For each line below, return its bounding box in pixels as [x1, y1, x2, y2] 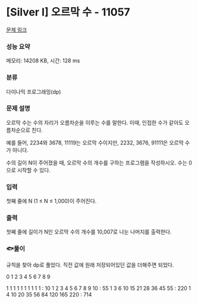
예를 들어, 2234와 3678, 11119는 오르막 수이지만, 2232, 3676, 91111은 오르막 [6, 139, 184, 146]
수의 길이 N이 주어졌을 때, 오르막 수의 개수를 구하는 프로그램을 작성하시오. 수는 [6, 159, 187, 166]
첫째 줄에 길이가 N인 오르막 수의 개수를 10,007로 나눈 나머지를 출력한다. [6, 228, 172, 235]
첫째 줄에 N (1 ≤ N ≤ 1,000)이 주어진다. [6, 197, 97, 205]
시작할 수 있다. [17, 166, 51, 173]
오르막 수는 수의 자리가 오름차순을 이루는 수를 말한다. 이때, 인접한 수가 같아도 [6, 119, 184, 126]
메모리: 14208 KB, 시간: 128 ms [6, 57, 80, 64]
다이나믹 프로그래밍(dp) [6, 88, 61, 95]
